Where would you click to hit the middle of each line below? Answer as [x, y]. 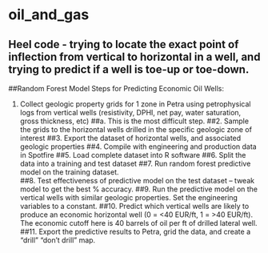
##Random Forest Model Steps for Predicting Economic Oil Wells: [116, 88]
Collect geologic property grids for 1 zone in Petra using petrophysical [135, 104]
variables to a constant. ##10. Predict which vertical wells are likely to [134, 206]
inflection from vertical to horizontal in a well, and [134, 56]
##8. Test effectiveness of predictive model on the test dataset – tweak [137, 181]
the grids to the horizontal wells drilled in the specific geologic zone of [136, 129]
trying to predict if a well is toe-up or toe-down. [129, 69]
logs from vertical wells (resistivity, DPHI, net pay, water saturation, [130, 112]
